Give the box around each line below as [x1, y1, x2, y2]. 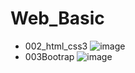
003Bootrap [24, 50, 75, 62]
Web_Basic [10, 7, 105, 30]
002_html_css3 [24, 40, 88, 52]
